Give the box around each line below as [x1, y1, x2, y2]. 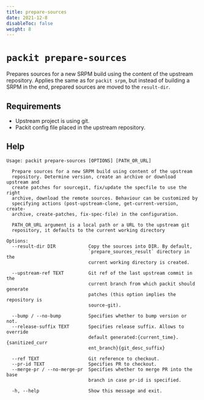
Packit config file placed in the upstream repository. [15, 124, 145, 131]
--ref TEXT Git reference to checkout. [12, 355, 160, 361]
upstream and [6, 179, 40, 185]
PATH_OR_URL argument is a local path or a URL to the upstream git [12, 221, 190, 228]
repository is [6, 297, 43, 303]
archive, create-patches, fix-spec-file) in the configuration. [12, 211, 179, 217]
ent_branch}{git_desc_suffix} [88, 345, 166, 351]
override [6, 328, 29, 335]
